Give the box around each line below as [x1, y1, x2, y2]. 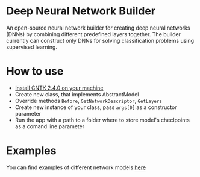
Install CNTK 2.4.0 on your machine [14, 84, 104, 92]
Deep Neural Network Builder [6, 4, 155, 18]
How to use [6, 64, 64, 78]
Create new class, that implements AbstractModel [14, 90, 139, 98]
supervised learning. [6, 43, 57, 51]
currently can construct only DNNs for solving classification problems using [6, 37, 195, 44]
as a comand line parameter [14, 122, 85, 130]
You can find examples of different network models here [6, 164, 146, 171]
